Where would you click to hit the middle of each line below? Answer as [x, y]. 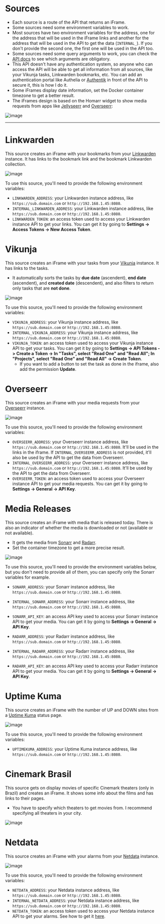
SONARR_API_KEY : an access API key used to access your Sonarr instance [85, 616]
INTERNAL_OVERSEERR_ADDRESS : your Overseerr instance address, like [80, 462]
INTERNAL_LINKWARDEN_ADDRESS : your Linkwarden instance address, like [83, 208]
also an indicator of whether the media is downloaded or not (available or [79, 528]
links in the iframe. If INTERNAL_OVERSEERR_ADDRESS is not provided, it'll [82, 452]
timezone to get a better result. [43, 95]
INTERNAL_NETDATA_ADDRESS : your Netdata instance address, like [76, 900]
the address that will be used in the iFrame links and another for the [80, 38]
